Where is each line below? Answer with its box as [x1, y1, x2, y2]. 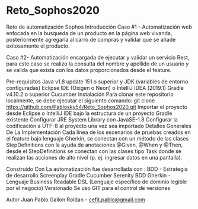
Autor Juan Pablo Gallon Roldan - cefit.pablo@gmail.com [6, 196, 145, 203]
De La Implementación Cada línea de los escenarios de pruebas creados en [6, 129, 191, 136]
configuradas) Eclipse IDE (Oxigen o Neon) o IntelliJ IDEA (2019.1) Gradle [6, 84, 184, 91]
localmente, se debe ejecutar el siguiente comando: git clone [6, 96, 155, 104]
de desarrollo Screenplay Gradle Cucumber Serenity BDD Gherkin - [6, 171, 171, 179]
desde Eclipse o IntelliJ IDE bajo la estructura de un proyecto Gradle [6, 110, 173, 117]
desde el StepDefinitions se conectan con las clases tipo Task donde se [6, 147, 182, 155]
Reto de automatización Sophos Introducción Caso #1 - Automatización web [6, 23, 192, 30]
